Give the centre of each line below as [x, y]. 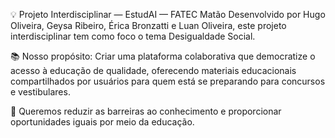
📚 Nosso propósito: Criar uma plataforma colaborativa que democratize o [163, 56]
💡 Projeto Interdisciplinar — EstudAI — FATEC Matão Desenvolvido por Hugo [168, 14]
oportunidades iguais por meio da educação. [102, 122]
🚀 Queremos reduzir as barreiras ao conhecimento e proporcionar [146, 111]
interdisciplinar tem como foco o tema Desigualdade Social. [133, 36]
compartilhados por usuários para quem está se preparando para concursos [168, 81]
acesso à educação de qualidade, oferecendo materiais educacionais [153, 70]
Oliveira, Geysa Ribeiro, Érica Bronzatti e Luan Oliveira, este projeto [148, 25]
